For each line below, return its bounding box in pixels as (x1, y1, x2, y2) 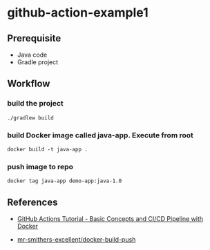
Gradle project (17, 58, 59, 66)
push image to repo (7, 162, 74, 171)
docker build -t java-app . (7, 146, 88, 153)
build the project (7, 99, 64, 108)
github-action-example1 (7, 5, 149, 21)
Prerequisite (7, 32, 61, 44)
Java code (17, 50, 48, 59)
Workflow (7, 78, 50, 90)
